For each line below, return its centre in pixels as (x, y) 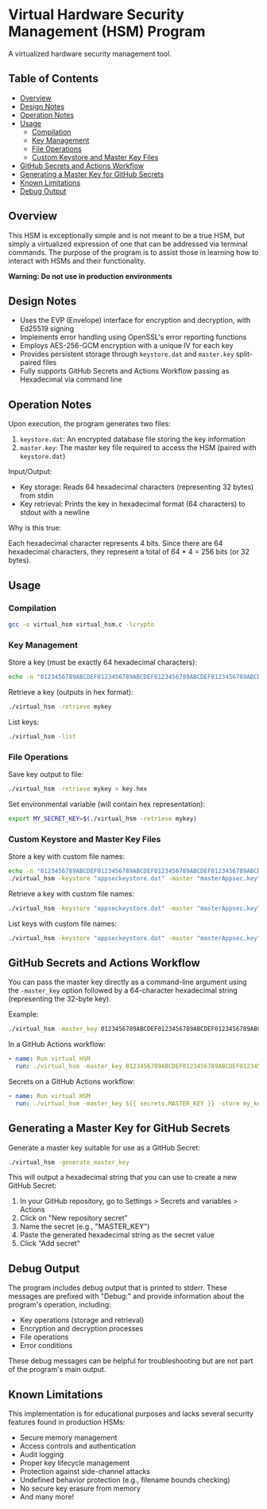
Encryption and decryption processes (81, 1329)
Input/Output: (30, 472)
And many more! (47, 1497)
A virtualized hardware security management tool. (90, 53)
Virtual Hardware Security (96, 15)
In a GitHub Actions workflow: (57, 1045)
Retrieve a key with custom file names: (72, 893)
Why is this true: (35, 528)
